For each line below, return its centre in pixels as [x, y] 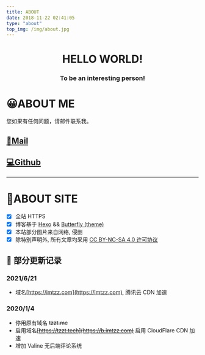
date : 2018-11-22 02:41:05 [41, 18]
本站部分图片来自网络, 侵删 [49, 232]
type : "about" [24, 23]
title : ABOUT [23, 12]
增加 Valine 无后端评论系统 [49, 345]
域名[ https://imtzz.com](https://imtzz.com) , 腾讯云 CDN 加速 [91, 292]
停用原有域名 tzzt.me [41, 323]
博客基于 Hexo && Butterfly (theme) [59, 224]
